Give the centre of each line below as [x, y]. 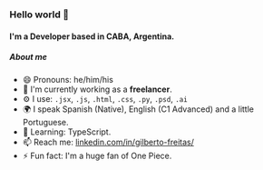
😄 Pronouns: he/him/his [68, 80]
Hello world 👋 [39, 15]
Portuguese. [46, 123]
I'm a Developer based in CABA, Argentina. [92, 36]
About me [29, 57]
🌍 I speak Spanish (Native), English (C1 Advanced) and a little [138, 109]
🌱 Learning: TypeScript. [67, 132]
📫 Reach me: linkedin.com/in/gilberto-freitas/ [108, 142]
